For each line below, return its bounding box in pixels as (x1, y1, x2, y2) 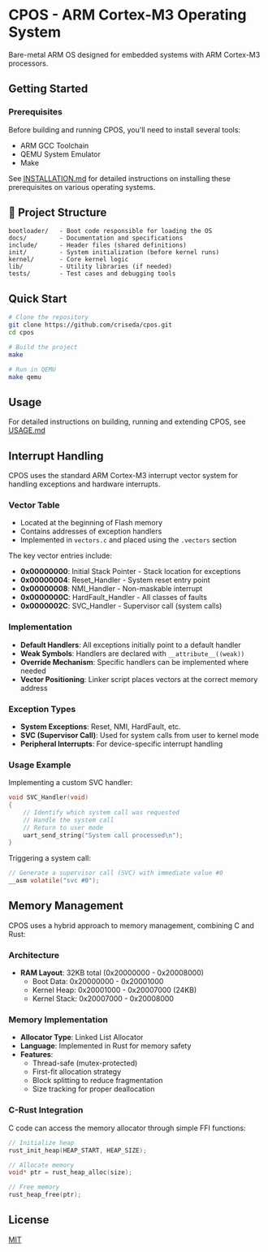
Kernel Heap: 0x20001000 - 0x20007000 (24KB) (32, 985, 197, 995)
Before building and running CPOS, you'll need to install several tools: (8, 124, 241, 135)
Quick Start (8, 291, 67, 305)
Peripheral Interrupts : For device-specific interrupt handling (19, 739, 223, 749)
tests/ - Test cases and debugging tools (8, 270, 176, 278)
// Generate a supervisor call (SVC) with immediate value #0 (8, 869, 223, 878)
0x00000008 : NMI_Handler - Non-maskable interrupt (19, 584, 203, 594)
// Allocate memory (8, 1161, 75, 1169)
